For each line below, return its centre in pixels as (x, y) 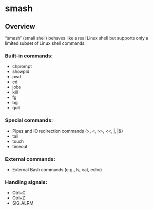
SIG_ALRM (23, 203)
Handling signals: (26, 182)
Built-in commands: (29, 55)
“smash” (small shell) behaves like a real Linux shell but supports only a (77, 38)
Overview (20, 26)
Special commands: (29, 121)
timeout (20, 146)
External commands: (30, 159)
